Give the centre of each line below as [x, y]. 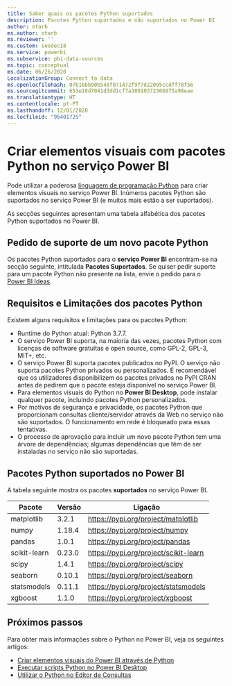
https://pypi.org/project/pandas [139, 541]
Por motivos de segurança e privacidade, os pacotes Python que [110, 408]
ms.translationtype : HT [42, 98]
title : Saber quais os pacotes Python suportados [80, 14]
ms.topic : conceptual [38, 65]
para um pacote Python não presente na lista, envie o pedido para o [104, 274]
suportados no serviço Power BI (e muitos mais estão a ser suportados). [110, 200]
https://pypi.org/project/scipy [135, 564]
